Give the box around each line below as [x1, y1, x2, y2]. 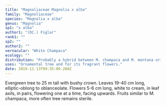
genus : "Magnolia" [5, 21, 43, 26]
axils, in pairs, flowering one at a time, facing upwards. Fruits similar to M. [5, 90, 155, 96]
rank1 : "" [5, 35, 26, 40]
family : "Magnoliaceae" [5, 12, 54, 17]
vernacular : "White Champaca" [5, 48, 68, 53]
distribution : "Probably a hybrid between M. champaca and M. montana [5, 57, 154, 62]
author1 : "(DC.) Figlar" [5, 30, 56, 35]
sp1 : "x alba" [5, 26, 35, 30]
